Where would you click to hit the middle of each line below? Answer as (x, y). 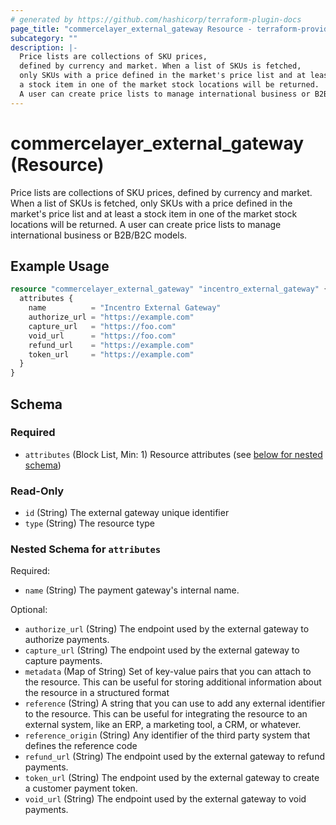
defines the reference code (81, 746)
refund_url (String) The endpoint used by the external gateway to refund (174, 757)
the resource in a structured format (97, 693)
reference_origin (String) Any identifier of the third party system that (167, 735)
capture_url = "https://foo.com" (102, 326)
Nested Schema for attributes (86, 549)
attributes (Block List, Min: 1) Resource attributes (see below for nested (173, 454)
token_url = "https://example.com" (111, 354)
